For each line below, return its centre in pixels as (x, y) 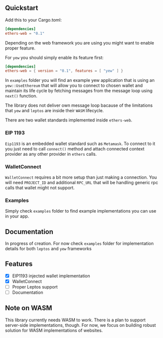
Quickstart (22, 8)
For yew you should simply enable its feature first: (54, 57)
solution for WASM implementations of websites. (54, 330)
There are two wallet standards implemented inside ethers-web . (69, 120)
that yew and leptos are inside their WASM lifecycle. (54, 111)
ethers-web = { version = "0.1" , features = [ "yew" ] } (64, 71)
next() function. (21, 96)
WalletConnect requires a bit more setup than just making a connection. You (81, 177)
